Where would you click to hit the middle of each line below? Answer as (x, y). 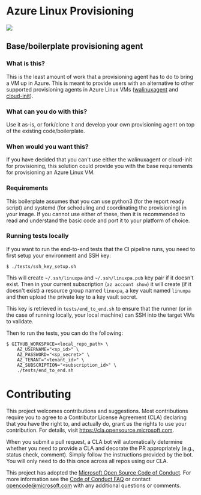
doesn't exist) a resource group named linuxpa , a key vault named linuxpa (98, 290)
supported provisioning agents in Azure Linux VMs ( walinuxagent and (92, 89)
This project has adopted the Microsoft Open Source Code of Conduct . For (99, 472)
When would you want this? (47, 146)
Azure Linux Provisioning (70, 11)
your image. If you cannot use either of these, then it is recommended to (96, 214)
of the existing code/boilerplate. (46, 131)
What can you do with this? (47, 111)
